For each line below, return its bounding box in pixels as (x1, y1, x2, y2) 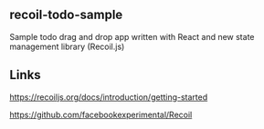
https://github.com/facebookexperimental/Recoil (9, 109, 193, 120)
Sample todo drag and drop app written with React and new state (9, 31, 255, 42)
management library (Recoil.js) (9, 41, 125, 52)
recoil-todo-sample (9, 7, 123, 23)
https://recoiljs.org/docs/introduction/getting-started (9, 91, 208, 103)
